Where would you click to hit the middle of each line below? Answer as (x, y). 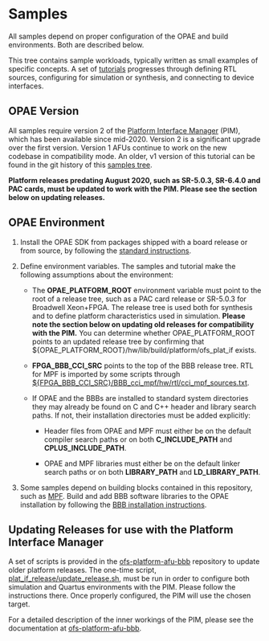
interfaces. (26, 86)
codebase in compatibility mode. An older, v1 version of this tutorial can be (132, 156)
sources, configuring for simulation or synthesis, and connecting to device (131, 77)
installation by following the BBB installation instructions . (113, 504)
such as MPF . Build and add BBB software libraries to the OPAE (124, 496)
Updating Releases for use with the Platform (121, 530)
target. (19, 604)
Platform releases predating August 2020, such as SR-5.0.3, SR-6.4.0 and (134, 180)
